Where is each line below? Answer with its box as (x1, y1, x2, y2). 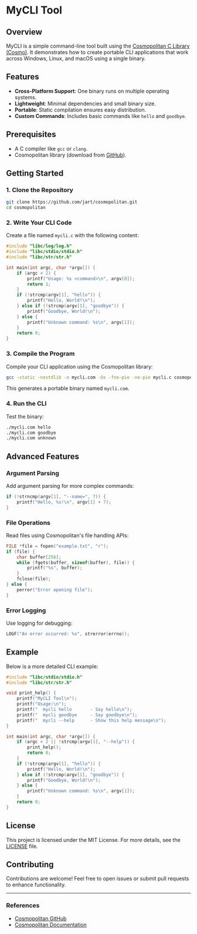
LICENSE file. (6, 842, 38, 849)
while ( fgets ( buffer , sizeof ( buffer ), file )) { (16, 559, 135, 565)
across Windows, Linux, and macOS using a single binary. (6, 55, 146, 62)
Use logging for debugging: (6, 619, 73, 626)
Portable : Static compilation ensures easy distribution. (14, 106, 147, 113)
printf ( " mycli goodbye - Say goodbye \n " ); (16, 712, 138, 718)
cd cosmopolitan (6, 205, 46, 211)
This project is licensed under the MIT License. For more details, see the (6, 836, 181, 843)
